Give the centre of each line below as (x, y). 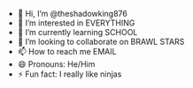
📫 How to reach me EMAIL (67, 51)
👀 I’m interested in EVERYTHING (76, 23)
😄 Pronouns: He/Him (56, 64)
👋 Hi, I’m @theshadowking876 (73, 14)
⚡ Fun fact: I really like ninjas (69, 74)
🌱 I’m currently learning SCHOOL (77, 32)
